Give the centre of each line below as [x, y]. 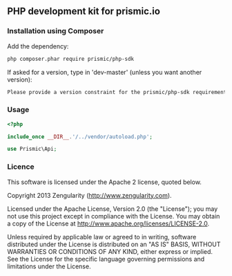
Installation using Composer [56, 31]
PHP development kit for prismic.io [84, 11]
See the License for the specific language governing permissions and [106, 259]
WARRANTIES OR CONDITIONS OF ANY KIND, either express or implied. [110, 251]
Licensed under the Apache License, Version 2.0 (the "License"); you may [113, 209]
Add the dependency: [38, 46]
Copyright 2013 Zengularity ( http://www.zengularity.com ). [89, 195]
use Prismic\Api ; [32, 149]
